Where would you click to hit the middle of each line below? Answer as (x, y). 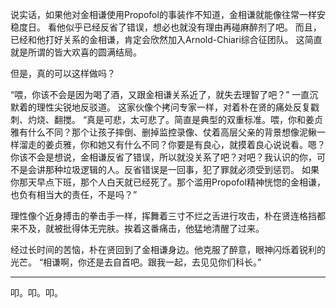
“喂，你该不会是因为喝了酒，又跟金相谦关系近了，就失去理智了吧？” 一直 (160, 94)
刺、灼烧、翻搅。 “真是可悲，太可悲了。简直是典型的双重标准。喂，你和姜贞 (167, 119)
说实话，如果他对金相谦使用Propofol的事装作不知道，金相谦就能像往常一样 (163, 14)
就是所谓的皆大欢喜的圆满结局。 (76, 52)
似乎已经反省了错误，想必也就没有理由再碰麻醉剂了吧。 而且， (193, 27)
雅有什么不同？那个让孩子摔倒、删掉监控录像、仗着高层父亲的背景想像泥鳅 (163, 132)
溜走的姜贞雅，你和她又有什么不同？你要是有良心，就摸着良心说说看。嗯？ (172, 144)
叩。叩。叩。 (36, 292)
